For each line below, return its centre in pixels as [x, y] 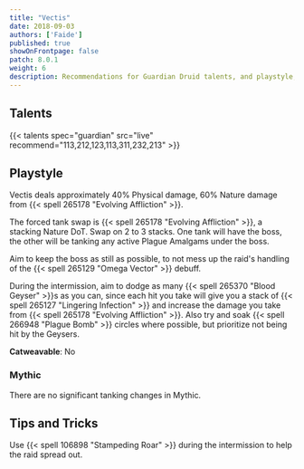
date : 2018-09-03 [42, 26]
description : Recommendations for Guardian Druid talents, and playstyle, [153, 77]
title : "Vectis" [40, 18]
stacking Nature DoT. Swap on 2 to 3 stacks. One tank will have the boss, [146, 232]
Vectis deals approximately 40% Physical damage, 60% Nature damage [143, 195]
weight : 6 [28, 69]
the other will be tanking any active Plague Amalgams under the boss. [139, 242]
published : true [40, 43]
